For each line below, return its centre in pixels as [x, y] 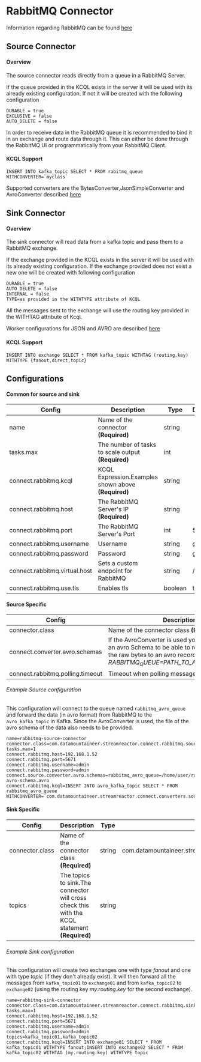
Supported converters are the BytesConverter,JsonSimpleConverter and [95, 188]
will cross [73, 897]
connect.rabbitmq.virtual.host [51, 571]
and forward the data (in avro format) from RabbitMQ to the [79, 715]
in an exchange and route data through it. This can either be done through [97, 139]
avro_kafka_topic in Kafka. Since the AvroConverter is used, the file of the [98, 721]
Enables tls [113, 588]
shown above [117, 485]
